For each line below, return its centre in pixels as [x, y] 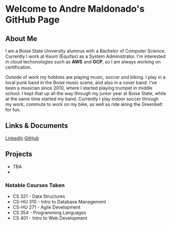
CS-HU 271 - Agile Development [46, 207]
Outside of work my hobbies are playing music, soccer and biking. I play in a [86, 77]
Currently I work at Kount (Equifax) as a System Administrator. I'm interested [86, 56]
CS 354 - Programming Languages [49, 212]
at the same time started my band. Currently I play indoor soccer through [82, 99]
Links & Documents [37, 126]
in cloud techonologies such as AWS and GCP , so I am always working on [83, 62]
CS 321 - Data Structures [39, 196]
